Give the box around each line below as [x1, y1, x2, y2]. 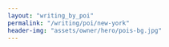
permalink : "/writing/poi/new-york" [7, 19, 130, 27]
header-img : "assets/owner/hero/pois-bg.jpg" [7, 26, 162, 34]
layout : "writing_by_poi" [7, 11, 94, 20]
